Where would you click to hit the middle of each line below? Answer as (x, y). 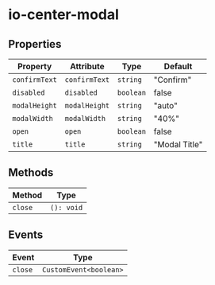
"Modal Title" (178, 144)
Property (35, 66)
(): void (67, 207)
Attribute (87, 66)
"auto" (166, 105)
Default (178, 66)
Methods (31, 173)
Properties (35, 44)
